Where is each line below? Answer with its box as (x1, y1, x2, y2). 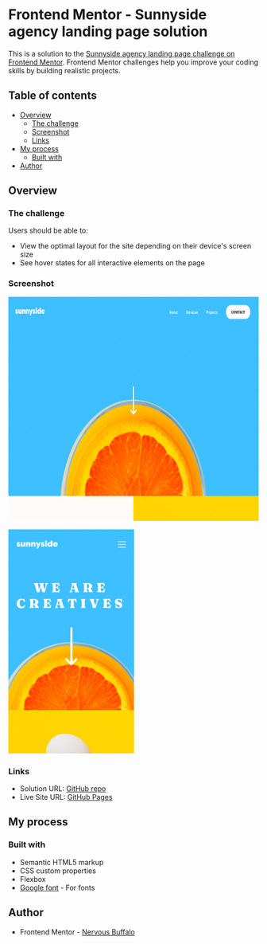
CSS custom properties (19, 866, 97, 875)
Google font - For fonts (19, 883, 95, 892)
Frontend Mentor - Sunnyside (8, 6, 207, 24)
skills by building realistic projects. (8, 65, 121, 75)
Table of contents (8, 89, 97, 103)
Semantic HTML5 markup (19, 857, 104, 867)
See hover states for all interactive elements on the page (19, 258, 205, 268)
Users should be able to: (8, 225, 89, 236)
